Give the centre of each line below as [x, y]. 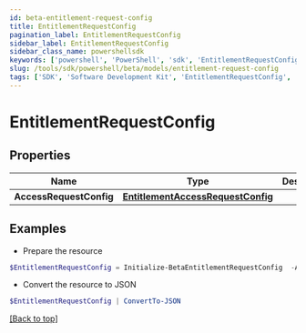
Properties [40, 156]
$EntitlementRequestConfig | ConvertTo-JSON [95, 301]
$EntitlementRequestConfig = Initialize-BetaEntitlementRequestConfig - [153, 267]
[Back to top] [34, 318]
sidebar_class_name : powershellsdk [77, 52]
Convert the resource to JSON [79, 285]
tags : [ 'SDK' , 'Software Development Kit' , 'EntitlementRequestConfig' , [150, 77]
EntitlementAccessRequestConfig [198, 197]
